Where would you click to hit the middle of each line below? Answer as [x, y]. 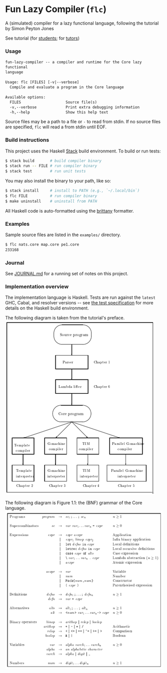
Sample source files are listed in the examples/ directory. [63, 235]
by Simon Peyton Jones [29, 28]
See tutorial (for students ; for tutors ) [42, 38]
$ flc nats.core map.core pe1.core [42, 245]
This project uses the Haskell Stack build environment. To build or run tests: [83, 151]
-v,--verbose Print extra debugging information [75, 107]
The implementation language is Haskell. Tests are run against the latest [80, 297]
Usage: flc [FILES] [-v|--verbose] [42, 82]
